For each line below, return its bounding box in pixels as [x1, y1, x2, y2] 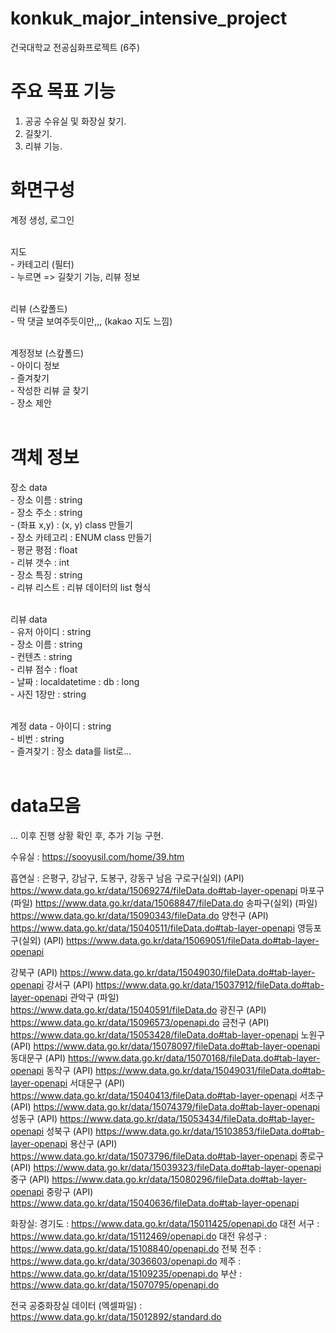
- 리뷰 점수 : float [10, 663, 78, 675]
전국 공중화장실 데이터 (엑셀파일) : [10, 1299, 143, 1311]
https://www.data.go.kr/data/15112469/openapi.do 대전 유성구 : [10, 1230, 268, 1242]
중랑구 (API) [46, 1185, 94, 1197]
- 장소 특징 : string [10, 568, 83, 581]
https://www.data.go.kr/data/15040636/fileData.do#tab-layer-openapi [10, 1197, 300, 1209]
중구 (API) [10, 1173, 50, 1185]
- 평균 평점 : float [10, 543, 78, 556]
